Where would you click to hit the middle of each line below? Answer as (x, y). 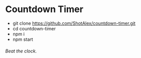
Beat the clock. (21, 51)
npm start (23, 39)
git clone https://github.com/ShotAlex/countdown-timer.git (74, 23)
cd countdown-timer (34, 28)
